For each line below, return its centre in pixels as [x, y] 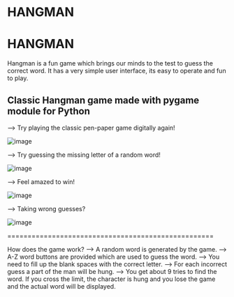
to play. [18, 78]
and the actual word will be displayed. [62, 286]
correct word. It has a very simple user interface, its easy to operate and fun [117, 71]
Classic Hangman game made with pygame [103, 100]
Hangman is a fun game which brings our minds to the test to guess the [110, 63]
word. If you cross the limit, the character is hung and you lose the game [111, 279]
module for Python [49, 111]
